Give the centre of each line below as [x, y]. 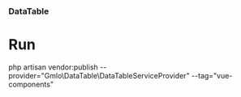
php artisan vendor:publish [54, 67]
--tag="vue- [212, 75]
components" [31, 84]
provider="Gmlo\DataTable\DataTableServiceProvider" [99, 75]
